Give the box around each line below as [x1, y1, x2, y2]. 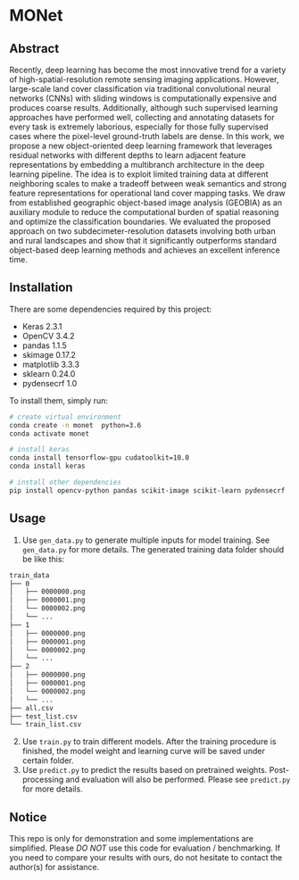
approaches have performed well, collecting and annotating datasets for [9, 112, 275, 122]
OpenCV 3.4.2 [21, 330, 75, 341]
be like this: [21, 553, 65, 564]
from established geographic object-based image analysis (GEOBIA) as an [9, 197, 283, 208]
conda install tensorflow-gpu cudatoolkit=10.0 [9, 453, 190, 462]
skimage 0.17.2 [21, 349, 76, 360]
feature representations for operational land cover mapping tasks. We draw [9, 188, 286, 198]
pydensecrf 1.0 [21, 378, 78, 388]
